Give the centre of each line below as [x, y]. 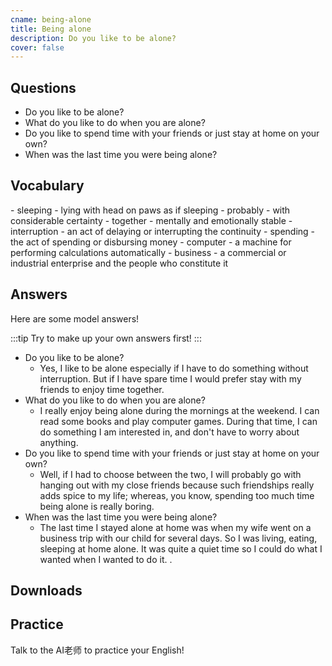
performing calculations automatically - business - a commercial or [148, 252]
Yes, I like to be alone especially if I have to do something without [174, 368]
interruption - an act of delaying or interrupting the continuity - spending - [163, 231]
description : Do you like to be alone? [93, 38]
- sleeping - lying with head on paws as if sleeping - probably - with [150, 210]
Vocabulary [47, 186]
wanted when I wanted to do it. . [106, 559]
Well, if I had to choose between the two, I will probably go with [170, 474]
